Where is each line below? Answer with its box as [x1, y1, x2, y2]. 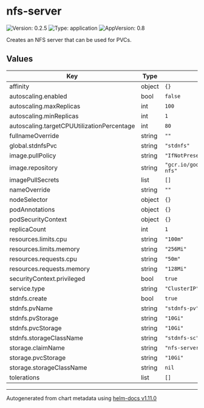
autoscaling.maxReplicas [9, 102, 81, 110]
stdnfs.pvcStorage [9, 323, 62, 332]
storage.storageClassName [9, 363, 87, 372]
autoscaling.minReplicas [9, 111, 79, 120]
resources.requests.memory [9, 265, 90, 273]
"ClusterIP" [165, 285, 199, 292]
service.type [9, 284, 46, 292]
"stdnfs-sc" [165, 334, 199, 341]
